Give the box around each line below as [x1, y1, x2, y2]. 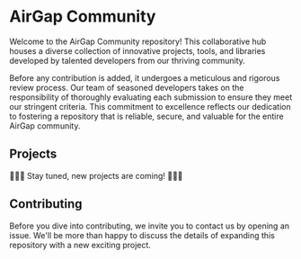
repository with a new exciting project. [9, 239, 151, 250]
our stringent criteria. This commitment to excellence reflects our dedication [9, 101, 291, 112]
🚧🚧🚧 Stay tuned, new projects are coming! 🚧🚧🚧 [9, 170, 183, 181]
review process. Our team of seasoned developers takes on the [9, 82, 244, 93]
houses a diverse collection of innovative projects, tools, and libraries [9, 45, 266, 56]
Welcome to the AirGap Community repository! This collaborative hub [9, 36, 267, 47]
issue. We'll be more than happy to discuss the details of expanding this [9, 229, 276, 240]
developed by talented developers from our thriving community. [9, 55, 245, 66]
